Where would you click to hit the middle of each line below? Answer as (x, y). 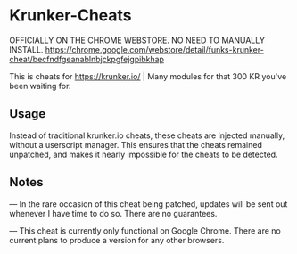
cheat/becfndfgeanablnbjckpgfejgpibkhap (87, 59)
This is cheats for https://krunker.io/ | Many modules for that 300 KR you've (148, 76)
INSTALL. (26, 49)
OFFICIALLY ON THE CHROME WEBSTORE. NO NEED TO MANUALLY (137, 40)
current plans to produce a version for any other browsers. (117, 240)
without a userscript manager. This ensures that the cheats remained (136, 144)
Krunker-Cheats (70, 16)
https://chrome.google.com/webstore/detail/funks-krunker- (155, 49)
